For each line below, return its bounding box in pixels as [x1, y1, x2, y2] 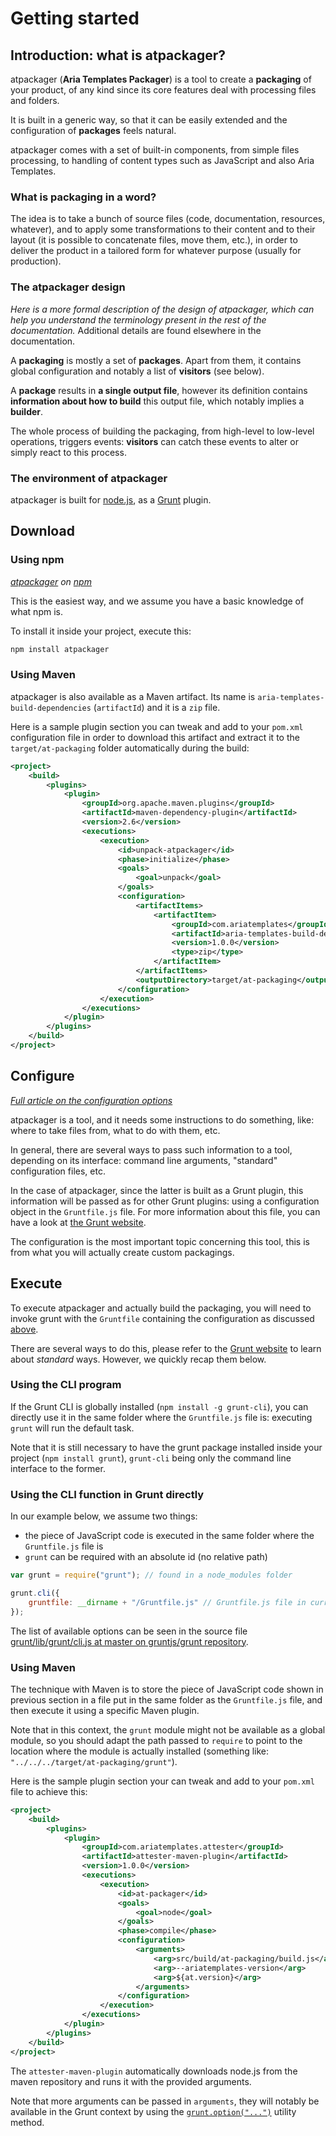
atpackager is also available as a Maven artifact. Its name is [10, 690, 256, 702]
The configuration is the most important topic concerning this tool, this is [10, 1235, 310, 1247]
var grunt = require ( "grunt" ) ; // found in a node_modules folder [10, 1570, 293, 1581]
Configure [10, 1068, 75, 1085]
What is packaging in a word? [10, 190, 157, 204]
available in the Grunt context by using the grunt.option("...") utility [10, 2105, 297, 2117]
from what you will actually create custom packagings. [10, 1246, 235, 1258]
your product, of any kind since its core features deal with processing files [10, 84, 317, 96]
